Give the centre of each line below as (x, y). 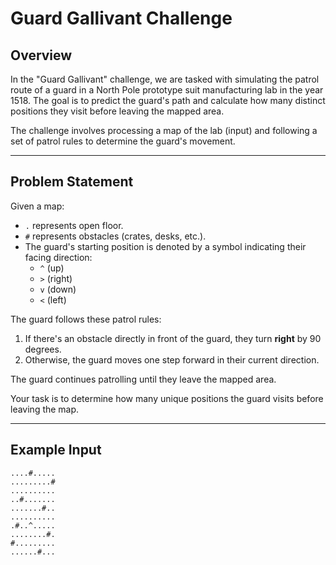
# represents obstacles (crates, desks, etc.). (115, 236)
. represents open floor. (74, 225)
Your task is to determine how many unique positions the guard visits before (167, 398)
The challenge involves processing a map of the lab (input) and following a (164, 130)
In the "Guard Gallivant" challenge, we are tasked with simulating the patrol (165, 79)
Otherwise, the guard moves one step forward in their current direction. (172, 359)
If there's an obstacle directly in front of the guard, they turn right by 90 (173, 338)
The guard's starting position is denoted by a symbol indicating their (165, 246)
